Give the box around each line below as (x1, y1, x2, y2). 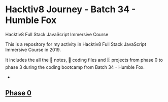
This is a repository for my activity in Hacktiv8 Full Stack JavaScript (5, 41, 146, 47)
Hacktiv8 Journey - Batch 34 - (5, 4, 136, 15)
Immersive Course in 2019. (5, 46, 61, 53)
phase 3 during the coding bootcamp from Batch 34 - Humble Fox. (5, 64, 145, 70)
